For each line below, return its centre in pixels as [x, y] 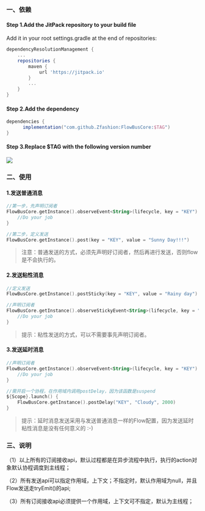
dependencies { [26, 122]
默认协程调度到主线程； [41, 468]
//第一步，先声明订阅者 [32, 206]
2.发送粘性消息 [25, 275]
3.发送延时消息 [25, 350]
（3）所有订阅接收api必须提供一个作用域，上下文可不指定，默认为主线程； [100, 501]
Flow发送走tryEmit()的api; [39, 488]
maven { [38, 66]
